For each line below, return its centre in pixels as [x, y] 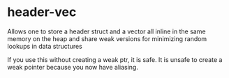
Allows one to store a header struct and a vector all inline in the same [106, 31]
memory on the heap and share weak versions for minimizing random [107, 38]
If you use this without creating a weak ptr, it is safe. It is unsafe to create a [115, 59]
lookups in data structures [45, 46]
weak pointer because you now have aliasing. [73, 67]
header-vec [42, 12]
